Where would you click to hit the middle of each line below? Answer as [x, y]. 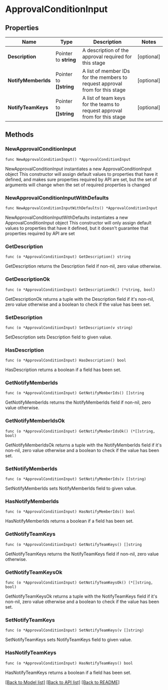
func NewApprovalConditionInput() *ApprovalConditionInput [68, 159]
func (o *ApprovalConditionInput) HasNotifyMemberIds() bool [70, 512]
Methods [19, 135]
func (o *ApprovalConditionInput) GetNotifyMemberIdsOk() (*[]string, [80, 431]
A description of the [105, 50]
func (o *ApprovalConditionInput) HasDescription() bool [66, 361]
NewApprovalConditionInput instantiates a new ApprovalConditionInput [78, 169]
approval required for [107, 56]
